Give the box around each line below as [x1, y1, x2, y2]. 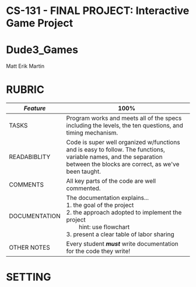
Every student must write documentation [66, 240, 179, 248]
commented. [66, 184, 101, 192]
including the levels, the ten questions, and [66, 122, 184, 130]
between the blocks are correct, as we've [66, 160, 180, 168]
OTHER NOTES [9, 244, 51, 252]
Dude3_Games [6, 43, 79, 57]
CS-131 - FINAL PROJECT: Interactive [6, 4, 190, 18]
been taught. [66, 168, 101, 176]
